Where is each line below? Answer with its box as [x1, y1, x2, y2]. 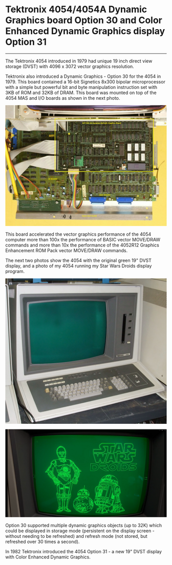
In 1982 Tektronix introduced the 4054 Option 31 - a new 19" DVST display [5, 549, 162, 555]
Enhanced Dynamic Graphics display [5, 26, 165, 37]
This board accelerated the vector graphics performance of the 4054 [5, 231, 152, 237]
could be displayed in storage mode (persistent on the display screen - [5, 528, 155, 534]
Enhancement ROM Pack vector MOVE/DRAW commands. [5, 247, 128, 254]
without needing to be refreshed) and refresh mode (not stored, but [5, 533, 147, 539]
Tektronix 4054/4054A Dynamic [5, 4, 147, 15]
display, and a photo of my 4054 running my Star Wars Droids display [5, 262, 152, 269]
